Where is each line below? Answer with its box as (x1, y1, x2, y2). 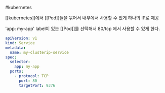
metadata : (5, 45, 26, 50)
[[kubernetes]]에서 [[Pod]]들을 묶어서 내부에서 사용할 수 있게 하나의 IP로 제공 (5, 15, 159, 21)
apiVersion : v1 (5, 36, 37, 41)
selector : (10, 59, 30, 65)
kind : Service (5, 40, 35, 45)
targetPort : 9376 (18, 83, 56, 88)
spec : (5, 54, 17, 60)
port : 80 (18, 78, 37, 83)
